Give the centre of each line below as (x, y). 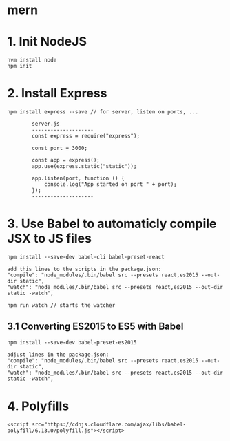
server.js (46, 124)
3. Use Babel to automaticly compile (112, 224)
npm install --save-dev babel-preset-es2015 (72, 342)
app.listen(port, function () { (79, 178)
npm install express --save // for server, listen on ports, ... (103, 112)
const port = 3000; (60, 148)
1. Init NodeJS (47, 42)
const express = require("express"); (86, 136)
